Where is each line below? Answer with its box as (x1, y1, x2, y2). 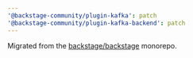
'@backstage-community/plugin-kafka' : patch (7, 11, 157, 20)
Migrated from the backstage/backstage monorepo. (7, 41, 177, 50)
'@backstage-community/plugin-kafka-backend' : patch (7, 19, 186, 27)
